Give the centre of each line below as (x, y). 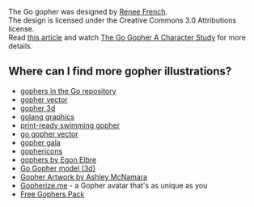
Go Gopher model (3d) (57, 168)
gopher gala (40, 142)
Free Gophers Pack (52, 194)
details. (21, 46)
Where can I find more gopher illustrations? (120, 72)
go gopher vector (49, 133)
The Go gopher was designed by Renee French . (88, 12)
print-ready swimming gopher (70, 125)
